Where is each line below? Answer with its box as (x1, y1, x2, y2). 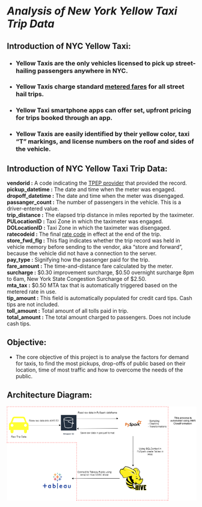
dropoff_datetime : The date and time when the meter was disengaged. (7, 192, 185, 200)
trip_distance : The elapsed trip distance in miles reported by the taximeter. (7, 212, 194, 219)
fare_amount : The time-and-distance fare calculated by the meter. (7, 263, 173, 270)
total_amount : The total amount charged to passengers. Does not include (7, 314, 191, 321)
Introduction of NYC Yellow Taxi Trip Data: (7, 164, 168, 174)
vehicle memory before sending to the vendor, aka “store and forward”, (7, 244, 183, 251)
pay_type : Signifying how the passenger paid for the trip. (7, 256, 150, 263)
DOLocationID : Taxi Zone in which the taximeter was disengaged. (7, 224, 171, 232)
